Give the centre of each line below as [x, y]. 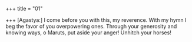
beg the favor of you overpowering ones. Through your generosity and [91, 26]
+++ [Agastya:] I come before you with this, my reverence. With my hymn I [96, 20]
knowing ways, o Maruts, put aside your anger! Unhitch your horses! [88, 33]
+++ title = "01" [24, 9]
